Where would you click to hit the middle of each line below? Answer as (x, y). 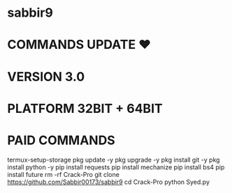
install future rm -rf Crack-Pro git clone (64, 174)
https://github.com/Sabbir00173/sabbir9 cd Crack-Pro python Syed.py (109, 182)
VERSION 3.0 (46, 76)
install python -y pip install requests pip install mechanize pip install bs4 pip (116, 167)
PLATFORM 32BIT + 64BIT (85, 108)
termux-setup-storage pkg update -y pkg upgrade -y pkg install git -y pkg (114, 160)
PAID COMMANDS (61, 140)
